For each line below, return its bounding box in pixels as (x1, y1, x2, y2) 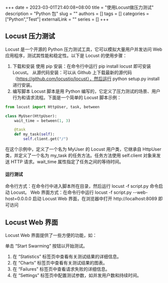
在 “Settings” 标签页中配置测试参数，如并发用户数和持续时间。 (12, 272, 141, 278)
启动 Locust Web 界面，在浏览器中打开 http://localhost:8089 (32, 196, 157, 202)
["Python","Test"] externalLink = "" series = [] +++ (5, 17, 109, 22)
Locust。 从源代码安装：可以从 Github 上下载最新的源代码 (12, 69, 132, 75)
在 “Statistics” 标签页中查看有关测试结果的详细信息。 (12, 253, 122, 259)
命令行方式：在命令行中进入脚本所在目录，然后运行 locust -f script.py (5, 183, 149, 189)
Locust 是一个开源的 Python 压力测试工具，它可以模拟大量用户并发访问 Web (5, 46, 162, 52)
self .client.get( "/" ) (23, 137, 69, 142)
